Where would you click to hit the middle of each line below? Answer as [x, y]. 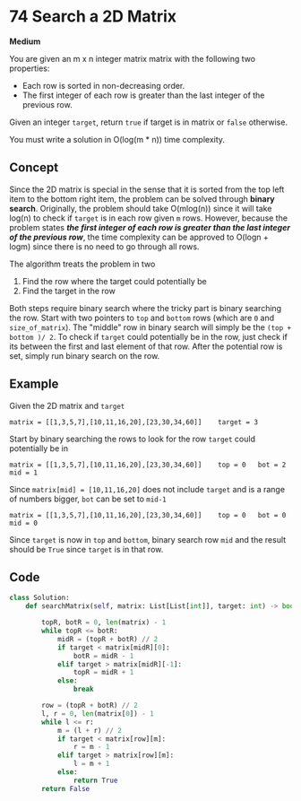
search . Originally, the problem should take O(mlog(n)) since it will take [141, 208]
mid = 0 [24, 523]
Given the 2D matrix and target [67, 405]
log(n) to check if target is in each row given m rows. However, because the [149, 218]
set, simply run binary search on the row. [85, 355]
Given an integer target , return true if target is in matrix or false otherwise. [149, 122]
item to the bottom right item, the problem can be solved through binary [142, 198]
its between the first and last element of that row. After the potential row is [146, 346]
